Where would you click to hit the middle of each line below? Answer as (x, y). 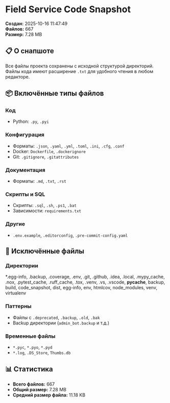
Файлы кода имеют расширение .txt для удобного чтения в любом (79, 71)
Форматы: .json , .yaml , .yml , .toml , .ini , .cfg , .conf (68, 146)
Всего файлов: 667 (34, 384)
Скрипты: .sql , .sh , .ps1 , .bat (44, 206)
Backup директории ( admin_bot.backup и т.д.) (61, 323)
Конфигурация (25, 135)
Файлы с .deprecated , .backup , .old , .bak (56, 317)
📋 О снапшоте (30, 51)
